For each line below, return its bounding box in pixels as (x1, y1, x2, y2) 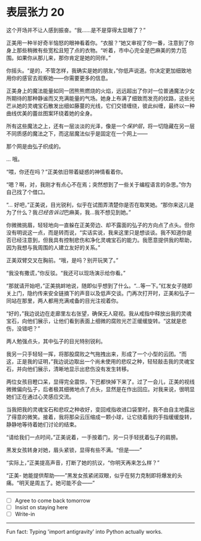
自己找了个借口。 (6, 188, 48, 196)
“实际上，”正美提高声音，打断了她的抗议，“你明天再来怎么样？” (6, 459, 160, 466)
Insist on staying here (14, 504, 68, 510)
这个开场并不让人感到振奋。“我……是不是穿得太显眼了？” (6, 26, 146, 34)
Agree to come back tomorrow (14, 497, 91, 504)
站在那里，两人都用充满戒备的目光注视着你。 (11, 297, 121, 304)
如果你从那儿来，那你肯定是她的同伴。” (16, 54, 111, 61)
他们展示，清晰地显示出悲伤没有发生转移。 (26, 365, 132, 372)
